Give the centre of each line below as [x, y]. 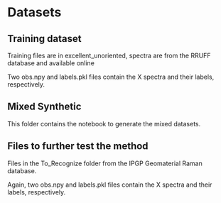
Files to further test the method [78, 146]
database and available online [51, 63]
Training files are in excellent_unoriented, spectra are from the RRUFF [109, 55]
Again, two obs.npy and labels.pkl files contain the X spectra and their [110, 185]
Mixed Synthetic [44, 107]
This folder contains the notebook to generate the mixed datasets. [104, 124]
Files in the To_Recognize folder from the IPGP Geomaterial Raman [105, 163]
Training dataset [44, 39]
